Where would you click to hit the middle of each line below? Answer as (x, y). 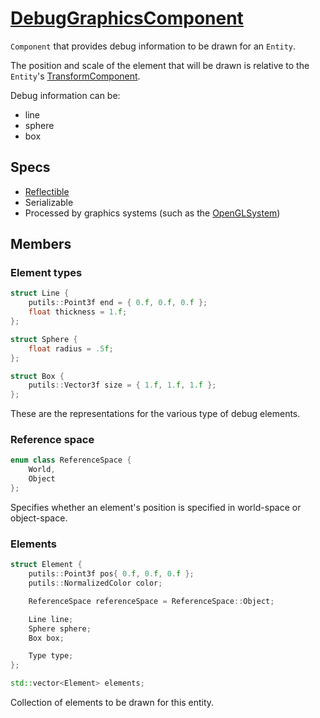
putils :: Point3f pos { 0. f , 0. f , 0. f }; (111, 574)
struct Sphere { (44, 339)
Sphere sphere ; (60, 628)
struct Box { (37, 376)
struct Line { (40, 293)
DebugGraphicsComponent (127, 18)
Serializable (49, 202)
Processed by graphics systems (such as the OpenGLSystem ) (152, 213)
